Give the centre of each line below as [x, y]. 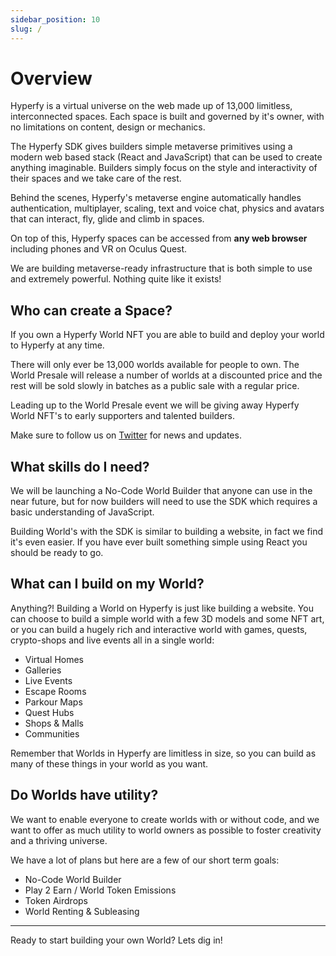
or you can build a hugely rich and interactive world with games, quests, [159, 629]
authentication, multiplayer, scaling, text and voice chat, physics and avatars [167, 208]
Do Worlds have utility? [84, 795]
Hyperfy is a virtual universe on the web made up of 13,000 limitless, [151, 106]
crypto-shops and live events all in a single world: [112, 640]
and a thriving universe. [59, 840]
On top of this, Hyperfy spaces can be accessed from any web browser [159, 238]
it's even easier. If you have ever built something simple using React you [159, 542]
